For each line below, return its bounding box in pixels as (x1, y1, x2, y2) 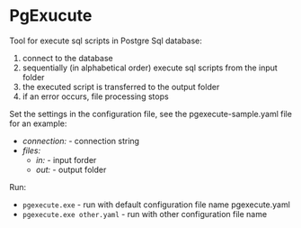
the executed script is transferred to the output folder (22, 81, 220, 92)
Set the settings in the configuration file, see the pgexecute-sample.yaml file (9, 108, 292, 119)
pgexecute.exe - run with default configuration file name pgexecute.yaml (22, 199, 290, 210)
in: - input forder (35, 154, 97, 165)
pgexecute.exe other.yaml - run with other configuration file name (22, 208, 268, 219)
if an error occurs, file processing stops (22, 91, 169, 102)
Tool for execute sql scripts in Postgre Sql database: (9, 35, 202, 46)
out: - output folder (35, 164, 107, 175)
